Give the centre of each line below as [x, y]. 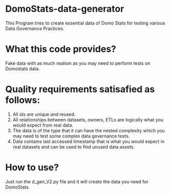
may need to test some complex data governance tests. [71, 136]
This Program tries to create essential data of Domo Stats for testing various [85, 23]
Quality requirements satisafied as [80, 89]
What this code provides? [61, 49]
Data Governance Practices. [35, 28]
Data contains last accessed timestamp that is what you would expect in [89, 141]
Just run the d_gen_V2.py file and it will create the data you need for [77, 181]
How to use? [32, 167]
